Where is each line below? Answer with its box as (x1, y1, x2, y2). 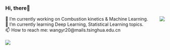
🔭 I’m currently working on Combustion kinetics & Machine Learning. (5, 16, 148, 22)
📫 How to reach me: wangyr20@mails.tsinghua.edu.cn (5, 27, 120, 33)
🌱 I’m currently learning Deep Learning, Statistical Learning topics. (5, 21, 144, 27)
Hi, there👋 (5, 5, 30, 12)
